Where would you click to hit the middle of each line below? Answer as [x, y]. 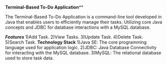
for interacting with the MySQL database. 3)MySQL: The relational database [83, 53]
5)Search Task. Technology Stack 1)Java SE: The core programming [76, 42]
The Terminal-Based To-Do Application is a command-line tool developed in [83, 17]
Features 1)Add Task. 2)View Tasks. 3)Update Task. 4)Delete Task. [74, 37]
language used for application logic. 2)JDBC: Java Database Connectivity [81, 47]
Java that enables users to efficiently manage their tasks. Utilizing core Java [84, 22]
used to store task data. [29, 58]
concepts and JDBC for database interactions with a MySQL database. [78, 27]
